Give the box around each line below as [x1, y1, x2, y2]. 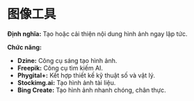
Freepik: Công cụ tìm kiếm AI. [17, 64, 103, 72]
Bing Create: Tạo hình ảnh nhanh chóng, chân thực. [17, 86, 167, 94]
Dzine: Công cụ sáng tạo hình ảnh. [17, 56, 118, 64]
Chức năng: [7, 43, 42, 51]
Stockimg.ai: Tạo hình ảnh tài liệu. [17, 78, 116, 86]
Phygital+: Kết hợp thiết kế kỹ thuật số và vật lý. [17, 71, 155, 80]
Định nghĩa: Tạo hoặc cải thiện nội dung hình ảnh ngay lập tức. [7, 29, 188, 38]
